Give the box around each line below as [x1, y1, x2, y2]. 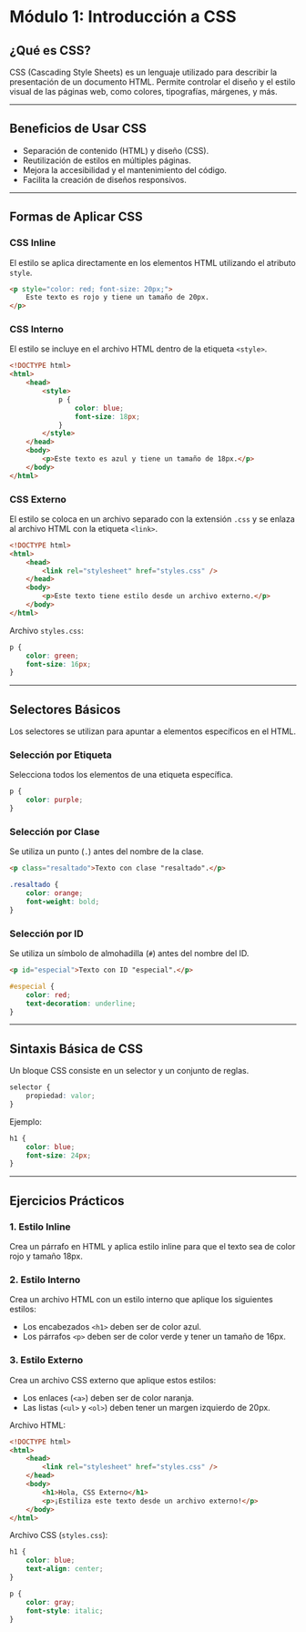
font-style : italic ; [25, 1606, 104, 1616]
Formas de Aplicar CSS [9, 209, 143, 225]
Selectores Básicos [9, 701, 121, 717]
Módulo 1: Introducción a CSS [9, 6, 237, 27]
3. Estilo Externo [9, 1354, 84, 1367]
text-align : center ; [25, 1565, 104, 1574]
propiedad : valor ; [25, 1091, 96, 1101]
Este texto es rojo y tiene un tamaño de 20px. [25, 293, 209, 302]
